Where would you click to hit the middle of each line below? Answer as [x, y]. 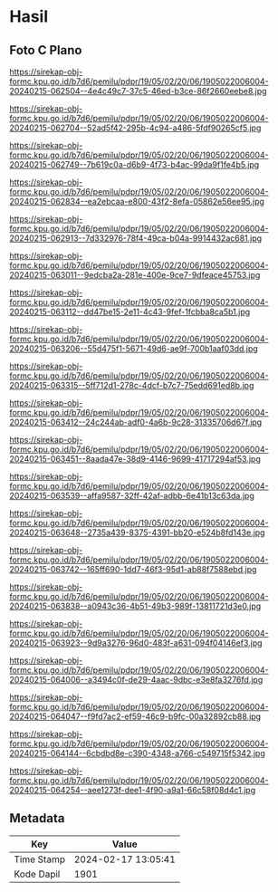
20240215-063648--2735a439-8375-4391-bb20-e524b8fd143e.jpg [137, 532]
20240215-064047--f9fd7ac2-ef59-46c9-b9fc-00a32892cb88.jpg [135, 716]
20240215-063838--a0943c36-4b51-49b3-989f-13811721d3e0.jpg [135, 606]
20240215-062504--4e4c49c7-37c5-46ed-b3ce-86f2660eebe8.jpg [138, 91]
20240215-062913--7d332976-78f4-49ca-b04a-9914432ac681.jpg [136, 238]
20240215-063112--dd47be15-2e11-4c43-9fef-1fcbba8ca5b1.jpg [130, 312]
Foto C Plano [46, 50]
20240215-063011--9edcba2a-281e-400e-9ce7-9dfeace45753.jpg [135, 275]
